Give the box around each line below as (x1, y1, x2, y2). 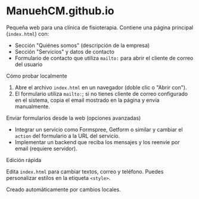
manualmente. (14, 102, 51, 110)
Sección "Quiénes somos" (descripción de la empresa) (14, 42, 150, 49)
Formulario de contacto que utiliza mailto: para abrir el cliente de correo (14, 54, 194, 61)
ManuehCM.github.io (6, 4, 114, 18)
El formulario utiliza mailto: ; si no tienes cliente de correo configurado (14, 90, 188, 97)
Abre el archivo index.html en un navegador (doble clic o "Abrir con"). (14, 83, 187, 91)
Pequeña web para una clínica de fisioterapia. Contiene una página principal (6, 24, 194, 31)
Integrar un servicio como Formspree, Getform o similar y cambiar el (14, 126, 183, 133)
